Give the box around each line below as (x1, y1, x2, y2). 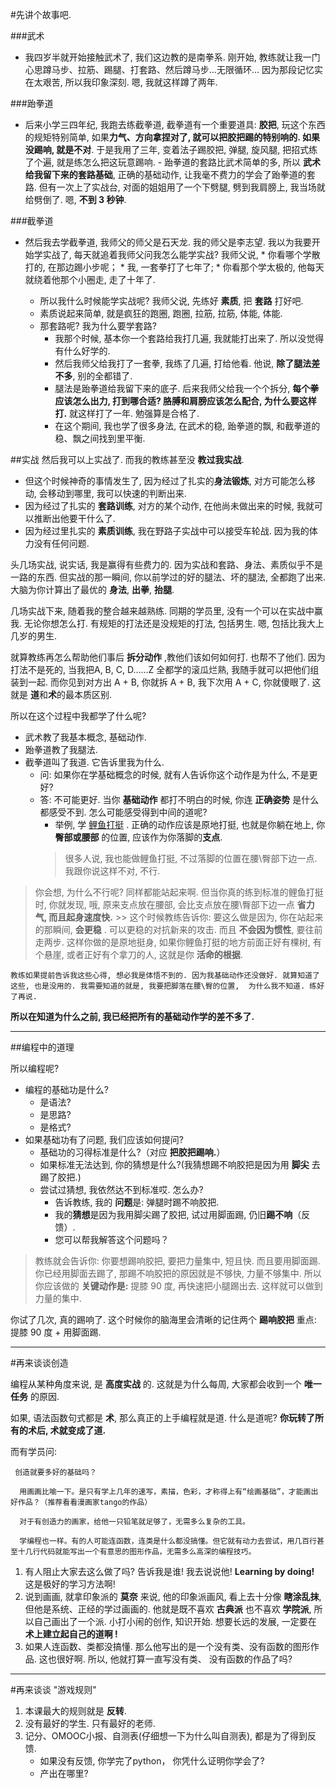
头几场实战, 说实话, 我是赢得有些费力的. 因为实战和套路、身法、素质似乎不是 (10, 559, 323, 570)
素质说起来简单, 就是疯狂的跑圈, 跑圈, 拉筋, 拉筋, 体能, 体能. (39, 308, 283, 319)
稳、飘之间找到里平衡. (54, 433, 146, 444)
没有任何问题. (33, 538, 90, 549)
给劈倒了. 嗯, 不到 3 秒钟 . (24, 194, 127, 205)
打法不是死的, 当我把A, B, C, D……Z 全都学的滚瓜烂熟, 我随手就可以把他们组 (10, 664, 320, 675)
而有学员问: (10, 1446, 58, 1457)
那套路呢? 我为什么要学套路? (39, 320, 157, 332)
